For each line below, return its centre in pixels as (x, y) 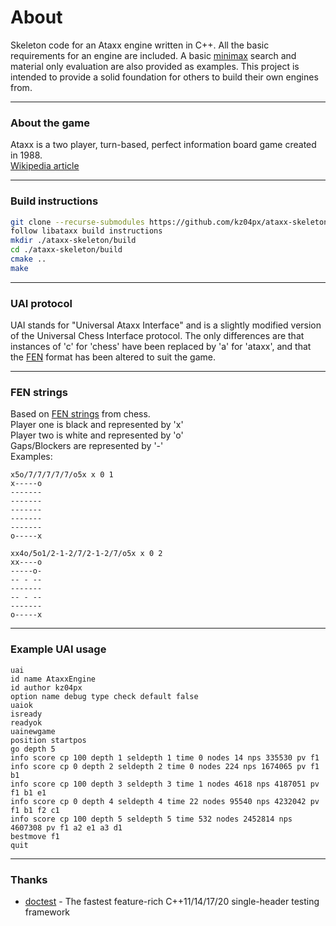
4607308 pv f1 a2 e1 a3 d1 (66, 827)
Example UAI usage (58, 649)
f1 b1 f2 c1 (35, 810)
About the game (50, 123)
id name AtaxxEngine (53, 679)
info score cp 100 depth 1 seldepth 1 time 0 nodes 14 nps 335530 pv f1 (165, 757)
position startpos (48, 740)
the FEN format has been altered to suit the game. (113, 357)
